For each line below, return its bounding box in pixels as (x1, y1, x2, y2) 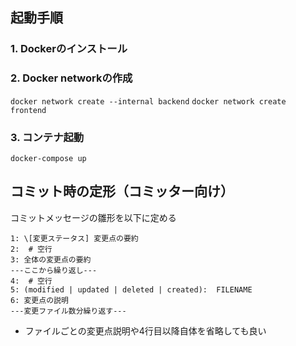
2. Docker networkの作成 (10, 71, 133, 85)
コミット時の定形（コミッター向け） (10, 183, 234, 200)
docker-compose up (10, 153, 87, 163)
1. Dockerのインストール (10, 42, 128, 56)
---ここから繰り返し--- (10, 265, 98, 275)
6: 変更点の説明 (10, 295, 69, 305)
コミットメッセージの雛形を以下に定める (10, 211, 177, 223)
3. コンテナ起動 (10, 130, 85, 144)
